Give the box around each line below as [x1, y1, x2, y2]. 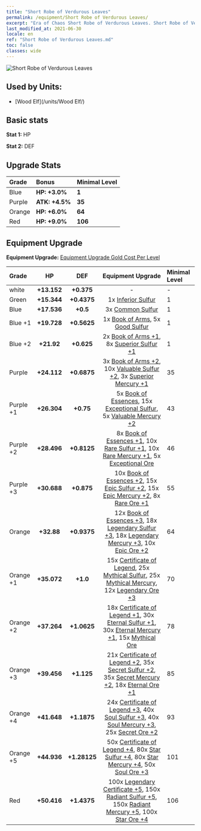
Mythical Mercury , [106, 579, 157, 586]
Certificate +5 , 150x [103, 785, 160, 793]
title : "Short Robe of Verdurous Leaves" [6, 8, 111, 15]
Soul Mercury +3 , [107, 720, 157, 729]
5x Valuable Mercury [102, 412, 162, 420]
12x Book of [114, 509, 150, 517]
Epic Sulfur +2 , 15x [104, 484, 159, 492]
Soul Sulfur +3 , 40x [104, 713, 160, 721]
